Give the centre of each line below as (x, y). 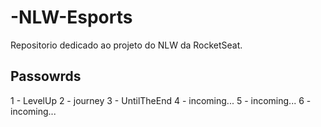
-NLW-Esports (71, 17)
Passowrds (46, 76)
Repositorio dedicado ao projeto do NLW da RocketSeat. (126, 45)
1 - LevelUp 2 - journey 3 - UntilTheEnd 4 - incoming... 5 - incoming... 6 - (161, 100)
